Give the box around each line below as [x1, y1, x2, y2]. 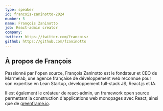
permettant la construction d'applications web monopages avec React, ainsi [5, 95, 159, 101]
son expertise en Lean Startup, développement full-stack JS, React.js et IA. [5, 80, 157, 86]
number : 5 [5, 16, 25, 21]
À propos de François [5, 57, 72, 66]
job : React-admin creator [5, 25, 58, 30]
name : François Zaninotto [5, 21, 58, 26]
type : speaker [5, 7, 34, 12]
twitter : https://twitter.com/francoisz [5, 35, 89, 40]
